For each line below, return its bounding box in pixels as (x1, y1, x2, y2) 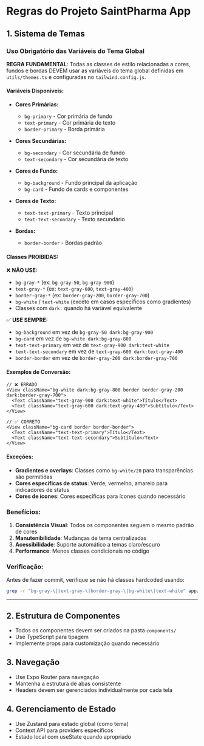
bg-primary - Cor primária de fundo (24, 112, 112, 120)
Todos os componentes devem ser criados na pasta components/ (15, 626, 177, 634)
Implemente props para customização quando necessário (15, 640, 160, 647)
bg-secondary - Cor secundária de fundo (24, 149, 126, 156)
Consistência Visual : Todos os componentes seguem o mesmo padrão (15, 521, 194, 528)
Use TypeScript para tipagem (15, 633, 89, 640)
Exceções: (6, 453, 33, 460)
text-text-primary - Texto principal (24, 209, 114, 216)
